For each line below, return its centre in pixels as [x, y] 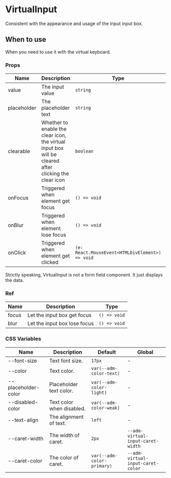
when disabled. [67, 408]
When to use [26, 40]
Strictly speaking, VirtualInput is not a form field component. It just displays [84, 275]
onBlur [16, 225]
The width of [64, 435]
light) [99, 392]
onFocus [18, 198]
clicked [50, 262]
